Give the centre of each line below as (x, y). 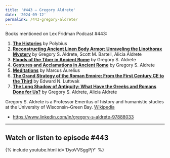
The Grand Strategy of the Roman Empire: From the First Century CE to (88, 76)
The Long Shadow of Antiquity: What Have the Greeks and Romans (84, 87)
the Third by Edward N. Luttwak (46, 81)
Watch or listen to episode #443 (57, 137)
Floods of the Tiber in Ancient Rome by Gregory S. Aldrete (74, 60)
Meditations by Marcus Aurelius (46, 70)
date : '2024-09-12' (26, 15)
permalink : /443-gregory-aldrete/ (42, 19)
